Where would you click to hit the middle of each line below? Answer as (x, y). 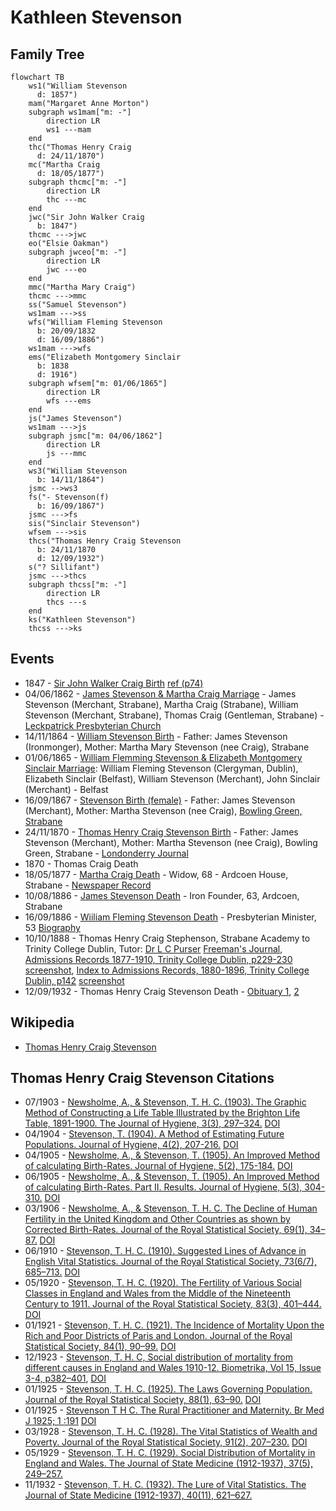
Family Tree (47, 54)
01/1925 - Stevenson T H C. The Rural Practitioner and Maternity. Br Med (174, 1410)
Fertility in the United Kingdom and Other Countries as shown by (157, 1219)
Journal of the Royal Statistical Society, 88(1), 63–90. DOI (143, 1400)
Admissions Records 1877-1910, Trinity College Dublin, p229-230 (158, 959)
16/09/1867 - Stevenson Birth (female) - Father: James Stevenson (160, 800)
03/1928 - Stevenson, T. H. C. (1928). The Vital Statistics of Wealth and (171, 1432)
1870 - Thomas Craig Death (81, 863)
